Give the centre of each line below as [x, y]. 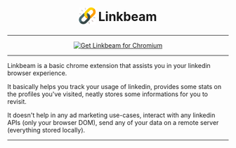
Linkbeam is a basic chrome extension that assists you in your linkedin [109, 65]
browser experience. [37, 73]
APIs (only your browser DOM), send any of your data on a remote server [113, 122]
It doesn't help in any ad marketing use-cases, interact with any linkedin [111, 115]
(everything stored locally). [46, 130]
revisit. [17, 101]
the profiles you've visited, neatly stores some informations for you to [108, 94]
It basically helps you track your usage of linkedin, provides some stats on [114, 86]
